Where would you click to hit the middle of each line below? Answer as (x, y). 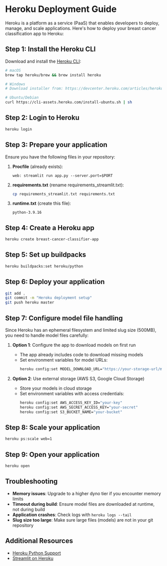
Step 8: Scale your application (53, 427)
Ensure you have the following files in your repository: (60, 157)
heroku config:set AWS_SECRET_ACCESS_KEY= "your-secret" (79, 407)
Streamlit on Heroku (33, 558)
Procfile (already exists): (38, 166)
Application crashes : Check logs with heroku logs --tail (72, 515)
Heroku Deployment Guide (61, 9)
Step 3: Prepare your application (56, 145)
